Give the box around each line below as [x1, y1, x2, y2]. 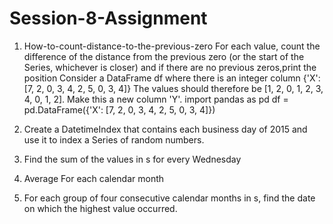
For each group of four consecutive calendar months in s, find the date [23, 192, 316, 204]
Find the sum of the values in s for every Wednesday [23, 153, 242, 165]
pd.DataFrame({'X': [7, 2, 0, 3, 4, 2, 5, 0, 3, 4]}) [23, 103, 216, 116]
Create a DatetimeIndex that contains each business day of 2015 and [23, 123, 308, 135]
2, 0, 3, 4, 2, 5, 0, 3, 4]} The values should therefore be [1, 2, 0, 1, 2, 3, [36, 82, 324, 94]
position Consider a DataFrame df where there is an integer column [23, 72, 301, 84]
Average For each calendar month [23, 172, 165, 184]
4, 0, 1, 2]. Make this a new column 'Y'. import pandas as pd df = [23, 93, 289, 105]
